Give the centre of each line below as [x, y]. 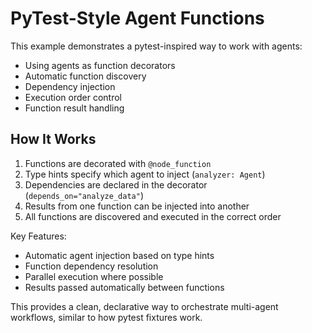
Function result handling [74, 108]
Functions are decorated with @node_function [118, 163]
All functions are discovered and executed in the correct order [153, 216]
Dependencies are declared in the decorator [116, 184]
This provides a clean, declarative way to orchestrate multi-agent [144, 306]
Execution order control [73, 97]
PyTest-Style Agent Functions [137, 18]
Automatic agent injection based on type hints [119, 255]
